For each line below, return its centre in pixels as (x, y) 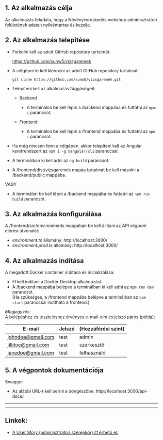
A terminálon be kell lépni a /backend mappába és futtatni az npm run (81, 194)
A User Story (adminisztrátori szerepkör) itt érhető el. (65, 432)
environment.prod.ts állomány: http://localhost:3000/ (65, 245)
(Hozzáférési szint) (102, 329)
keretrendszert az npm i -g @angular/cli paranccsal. (65, 151)
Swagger (14, 382)
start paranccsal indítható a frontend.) (51, 302)
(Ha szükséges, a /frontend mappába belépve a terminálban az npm (79, 297)
